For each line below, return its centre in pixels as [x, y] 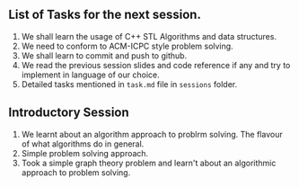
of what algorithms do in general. [83, 144]
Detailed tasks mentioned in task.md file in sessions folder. [129, 84]
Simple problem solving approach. [85, 153]
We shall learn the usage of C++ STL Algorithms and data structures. [149, 36]
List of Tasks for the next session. [105, 15]
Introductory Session [69, 113]
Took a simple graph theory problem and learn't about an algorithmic [149, 163]
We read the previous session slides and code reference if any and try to [156, 65]
